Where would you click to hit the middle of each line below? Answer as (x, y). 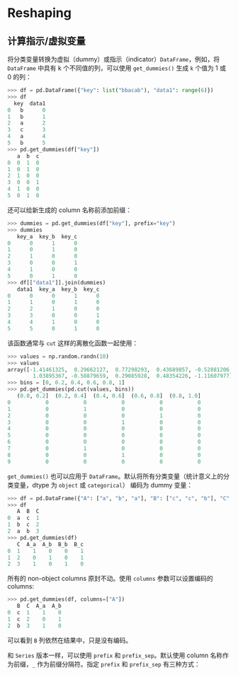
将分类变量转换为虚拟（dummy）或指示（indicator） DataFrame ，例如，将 (114, 59)
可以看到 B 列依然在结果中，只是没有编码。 (70, 640)
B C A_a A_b (39, 606)
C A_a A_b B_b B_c (50, 544)
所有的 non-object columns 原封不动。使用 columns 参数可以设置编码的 (110, 579)
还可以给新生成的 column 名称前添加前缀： (70, 209)
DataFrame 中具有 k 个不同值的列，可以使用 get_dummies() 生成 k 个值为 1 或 (117, 68)
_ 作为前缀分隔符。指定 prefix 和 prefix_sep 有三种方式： (116, 664)
